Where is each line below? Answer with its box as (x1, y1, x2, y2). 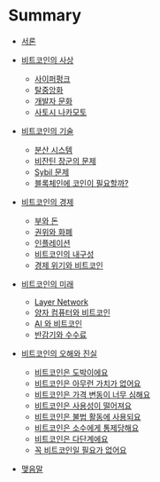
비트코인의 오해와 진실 (20, 348, 98, 359)
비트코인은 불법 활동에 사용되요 (34, 411, 141, 422)
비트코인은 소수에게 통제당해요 (34, 423, 139, 433)
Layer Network (34, 296, 89, 307)
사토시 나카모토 (34, 107, 88, 117)
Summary (8, 5, 81, 26)
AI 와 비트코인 (34, 318, 83, 328)
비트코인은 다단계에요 (34, 433, 109, 444)
